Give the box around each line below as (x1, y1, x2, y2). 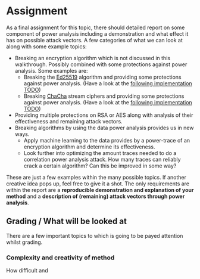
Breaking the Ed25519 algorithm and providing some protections (23, 73, 182, 80)
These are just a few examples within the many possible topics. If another (6, 173, 186, 181)
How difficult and (6, 267, 49, 274)
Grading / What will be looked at (6, 216, 127, 227)
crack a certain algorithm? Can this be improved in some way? (23, 162, 177, 169)
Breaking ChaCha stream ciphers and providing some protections (23, 92, 185, 100)
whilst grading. (6, 238, 43, 246)
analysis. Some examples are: (14, 67, 88, 74)
